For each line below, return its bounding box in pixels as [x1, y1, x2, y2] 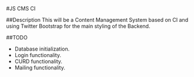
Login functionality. [14, 52, 62, 58]
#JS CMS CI [6, 5, 36, 12]
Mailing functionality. [14, 64, 66, 71]
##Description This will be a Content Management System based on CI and [6, 16, 189, 23]
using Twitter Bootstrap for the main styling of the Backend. [6, 23, 150, 29]
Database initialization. [14, 45, 70, 52]
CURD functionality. [14, 58, 63, 65]
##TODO [6, 34, 28, 41]
